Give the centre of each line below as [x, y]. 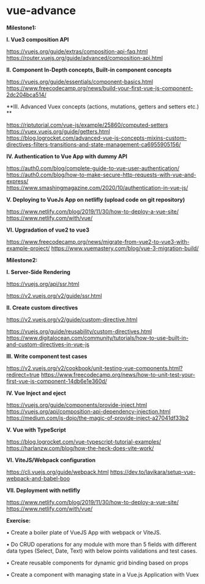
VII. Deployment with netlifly [43, 490]
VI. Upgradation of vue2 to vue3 [48, 230]
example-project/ [28, 248]
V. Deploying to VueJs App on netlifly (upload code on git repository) [96, 199]
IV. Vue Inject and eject [36, 393]
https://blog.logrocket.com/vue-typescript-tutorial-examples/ [84, 441]
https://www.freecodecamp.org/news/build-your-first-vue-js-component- [100, 88]
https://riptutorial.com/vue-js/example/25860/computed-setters [87, 125]
